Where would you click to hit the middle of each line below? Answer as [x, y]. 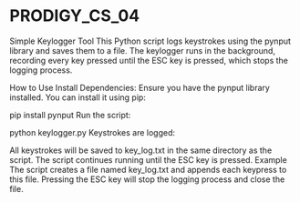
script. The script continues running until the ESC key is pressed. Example [148, 159]
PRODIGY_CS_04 [75, 16]
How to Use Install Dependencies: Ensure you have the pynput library [140, 87]
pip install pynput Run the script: [70, 115]
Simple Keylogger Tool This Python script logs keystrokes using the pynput [150, 41]
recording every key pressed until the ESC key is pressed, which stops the [149, 60]
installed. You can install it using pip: [78, 97]
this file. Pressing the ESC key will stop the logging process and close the [147, 179]
